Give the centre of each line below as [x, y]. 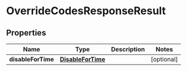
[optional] [165, 59]
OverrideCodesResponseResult [86, 11]
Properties [26, 33]
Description [128, 49]
